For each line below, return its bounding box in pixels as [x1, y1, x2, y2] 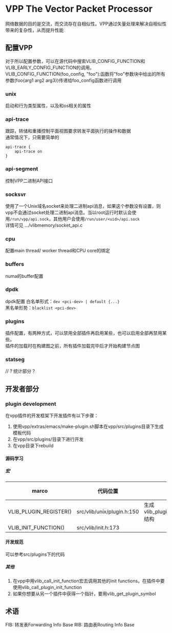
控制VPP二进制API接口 [5, 178, 53, 184]
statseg [5, 356, 25, 363]
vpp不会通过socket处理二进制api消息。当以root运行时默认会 [5, 209, 132, 215]
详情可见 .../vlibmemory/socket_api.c [5, 222, 83, 228]
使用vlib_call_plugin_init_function [12, 584, 82, 590]
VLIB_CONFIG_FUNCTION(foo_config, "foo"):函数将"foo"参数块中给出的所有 [5, 71, 165, 77]
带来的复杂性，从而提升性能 [5, 27, 64, 33]
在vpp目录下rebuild [12, 443, 54, 449]
